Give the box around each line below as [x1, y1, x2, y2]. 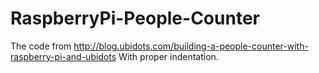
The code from [10, 40, 72, 52]
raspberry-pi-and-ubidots [10, 50, 117, 62]
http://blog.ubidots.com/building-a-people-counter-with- [73, 40, 309, 52]
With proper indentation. [118, 50, 219, 62]
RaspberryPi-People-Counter [10, 7, 260, 30]
